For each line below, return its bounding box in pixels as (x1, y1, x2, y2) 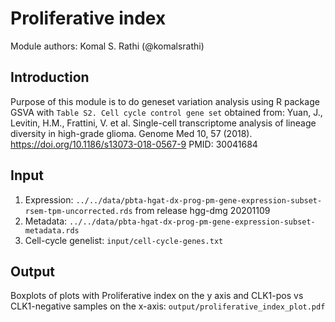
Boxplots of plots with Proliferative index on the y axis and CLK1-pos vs (10, 290, 304, 302)
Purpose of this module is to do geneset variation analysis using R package (10, 95, 320, 107)
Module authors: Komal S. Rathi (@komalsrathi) (10, 40, 205, 52)
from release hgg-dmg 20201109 (134, 204, 271, 216)
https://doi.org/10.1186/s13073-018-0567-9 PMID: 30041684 (10, 138, 258, 150)
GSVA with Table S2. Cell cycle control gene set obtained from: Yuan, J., (10, 106, 323, 118)
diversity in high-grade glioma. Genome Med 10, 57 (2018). (10, 127, 253, 139)
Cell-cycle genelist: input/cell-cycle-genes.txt (24, 234, 224, 246)
